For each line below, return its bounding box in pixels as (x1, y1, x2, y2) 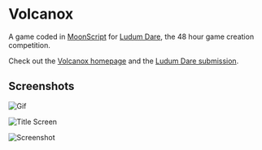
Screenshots (8, 79, 75, 93)
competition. (8, 40, 51, 49)
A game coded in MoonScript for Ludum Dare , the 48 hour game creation (8, 32, 255, 41)
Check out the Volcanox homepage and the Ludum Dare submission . (8, 56, 239, 66)
